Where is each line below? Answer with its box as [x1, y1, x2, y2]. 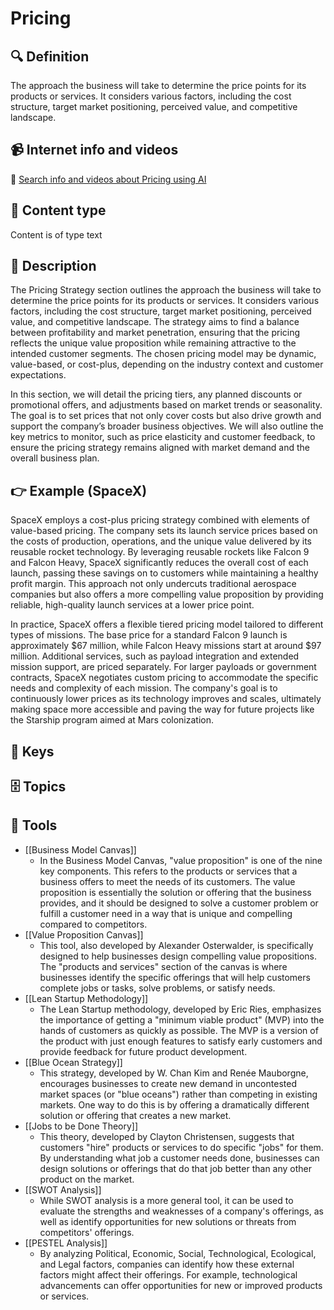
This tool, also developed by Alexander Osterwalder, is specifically [39, 939, 314, 951]
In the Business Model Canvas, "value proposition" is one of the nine [39, 854, 323, 866]
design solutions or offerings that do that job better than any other [39, 1162, 313, 1174]
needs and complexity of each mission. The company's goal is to [10, 682, 278, 694]
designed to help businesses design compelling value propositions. [39, 950, 317, 962]
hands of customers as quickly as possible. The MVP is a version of [39, 1024, 319, 1036]
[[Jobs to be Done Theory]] [24, 1120, 139, 1132]
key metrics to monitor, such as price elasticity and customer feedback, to [10, 431, 316, 443]
